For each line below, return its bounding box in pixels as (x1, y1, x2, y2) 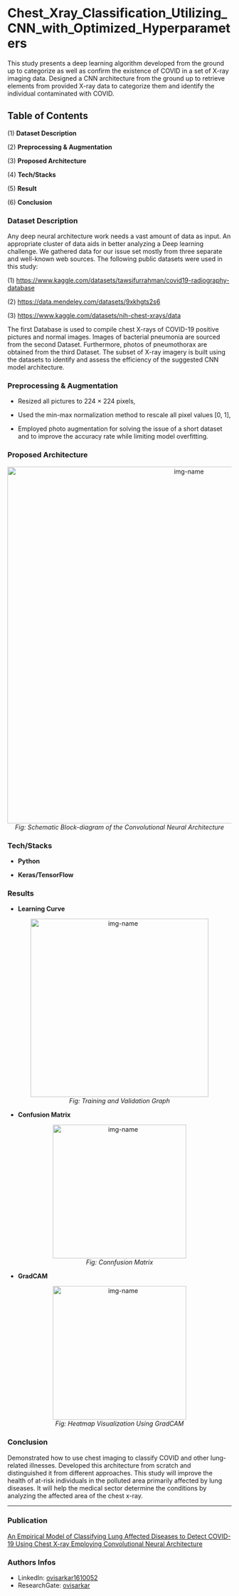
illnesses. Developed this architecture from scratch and (29, 1461, 191, 1470)
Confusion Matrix (17, 1110, 71, 1119)
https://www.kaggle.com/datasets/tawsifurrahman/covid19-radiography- (16, 276, 230, 285)
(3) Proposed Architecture (7, 156, 87, 165)
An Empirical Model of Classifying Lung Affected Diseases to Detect (7, 1532, 207, 1540)
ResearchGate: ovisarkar (17, 1581, 90, 1590)
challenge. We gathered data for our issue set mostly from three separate (7, 247, 223, 256)
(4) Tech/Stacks (7, 170, 56, 179)
